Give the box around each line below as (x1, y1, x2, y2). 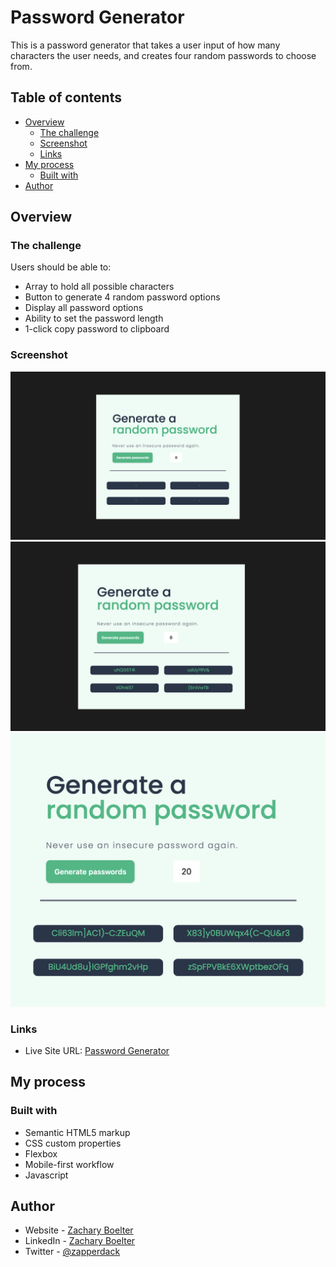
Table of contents (10, 89, 122, 106)
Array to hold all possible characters (24, 281, 175, 293)
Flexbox (24, 1147, 58, 1160)
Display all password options (24, 302, 144, 314)
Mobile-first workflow (24, 1158, 115, 1170)
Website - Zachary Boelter (24, 1224, 134, 1236)
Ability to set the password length (24, 312, 164, 325)
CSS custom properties (24, 1137, 122, 1149)
